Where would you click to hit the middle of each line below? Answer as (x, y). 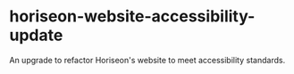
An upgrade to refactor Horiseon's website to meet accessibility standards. (147, 60)
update (36, 35)
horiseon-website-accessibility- (132, 16)
